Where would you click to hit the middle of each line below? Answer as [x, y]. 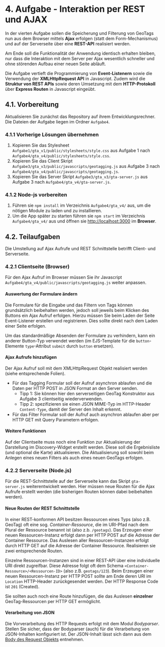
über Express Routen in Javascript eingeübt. [50, 89]
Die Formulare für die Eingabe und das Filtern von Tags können [69, 305]
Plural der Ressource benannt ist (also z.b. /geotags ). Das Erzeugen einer [79, 530]
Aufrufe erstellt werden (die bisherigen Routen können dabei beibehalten [79, 492]
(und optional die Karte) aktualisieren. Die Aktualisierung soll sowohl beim [80, 453]
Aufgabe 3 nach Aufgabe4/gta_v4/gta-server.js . [62, 182]
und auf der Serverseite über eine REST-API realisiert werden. [68, 43]
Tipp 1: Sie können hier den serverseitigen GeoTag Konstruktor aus [87, 393]
